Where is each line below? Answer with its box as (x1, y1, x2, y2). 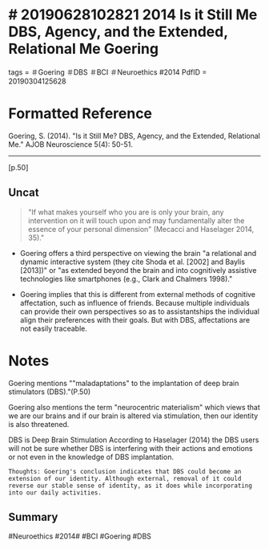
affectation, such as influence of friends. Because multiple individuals (19, 298, 250, 307)
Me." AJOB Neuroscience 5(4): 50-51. (8, 139, 134, 149)
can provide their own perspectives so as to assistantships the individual (19, 307, 260, 316)
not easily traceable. (19, 323, 88, 333)
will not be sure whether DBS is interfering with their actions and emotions (8, 443, 254, 453)
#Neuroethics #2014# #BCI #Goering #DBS (8, 531, 152, 541)
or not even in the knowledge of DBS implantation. (8, 452, 175, 462)
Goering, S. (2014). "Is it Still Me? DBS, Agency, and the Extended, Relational (8, 131, 261, 140)
